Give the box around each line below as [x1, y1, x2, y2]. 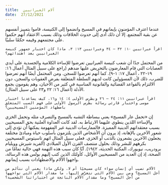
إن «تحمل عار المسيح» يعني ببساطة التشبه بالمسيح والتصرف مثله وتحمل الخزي [5, 114, 153, 120]
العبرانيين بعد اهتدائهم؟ [5, 51, 59, 56]
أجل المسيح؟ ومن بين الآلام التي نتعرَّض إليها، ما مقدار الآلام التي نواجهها [5, 170, 160, 175]
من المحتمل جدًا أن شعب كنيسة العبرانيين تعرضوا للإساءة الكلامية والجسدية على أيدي [5, 59, 163, 65]
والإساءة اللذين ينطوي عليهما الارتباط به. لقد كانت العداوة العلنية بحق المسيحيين [5, 119, 152, 125]
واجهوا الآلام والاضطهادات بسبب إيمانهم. [5, 156, 79, 162]
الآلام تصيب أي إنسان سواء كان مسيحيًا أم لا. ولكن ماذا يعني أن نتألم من [5, 166, 156, 171]
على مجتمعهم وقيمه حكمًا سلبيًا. [5, 36, 64, 43]
